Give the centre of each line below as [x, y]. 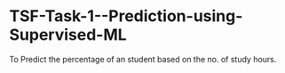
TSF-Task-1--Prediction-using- [126, 16]
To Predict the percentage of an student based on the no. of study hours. [143, 59]
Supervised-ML [68, 35]
